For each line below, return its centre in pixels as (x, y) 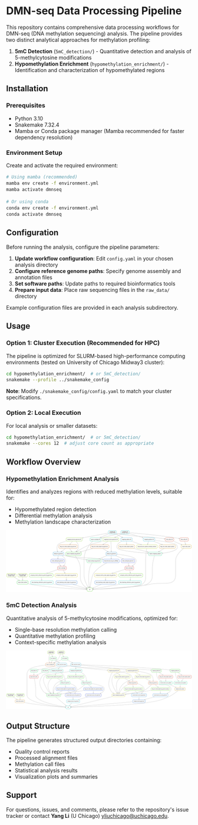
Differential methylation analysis (53, 516)
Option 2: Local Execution (44, 413)
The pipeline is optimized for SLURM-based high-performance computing (96, 356)
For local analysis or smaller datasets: (52, 426)
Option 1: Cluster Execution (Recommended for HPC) (83, 343)
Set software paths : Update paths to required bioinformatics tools (95, 283)
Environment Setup (34, 152)
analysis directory (36, 265)
